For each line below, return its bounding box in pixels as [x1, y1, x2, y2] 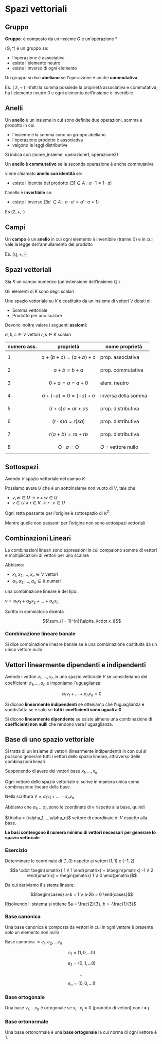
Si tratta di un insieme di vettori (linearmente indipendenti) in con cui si [5, 748, 147, 754]
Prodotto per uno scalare [12, 313, 62, 319]
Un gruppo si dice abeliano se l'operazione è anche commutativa [5, 75, 138, 80]
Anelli [5, 104, 23, 112]
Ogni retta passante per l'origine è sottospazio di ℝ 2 [5, 509, 109, 516]
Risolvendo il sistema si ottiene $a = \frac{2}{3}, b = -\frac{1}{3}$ [5, 901, 136, 907]
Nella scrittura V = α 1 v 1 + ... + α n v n [5, 793, 74, 801]
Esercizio [5, 847, 28, 853]
